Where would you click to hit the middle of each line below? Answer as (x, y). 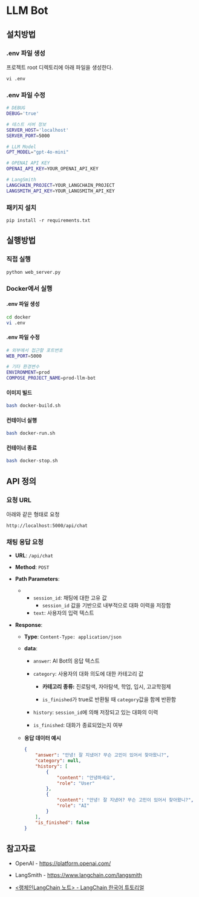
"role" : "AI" (73, 806)
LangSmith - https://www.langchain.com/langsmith (78, 875)
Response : (29, 625)
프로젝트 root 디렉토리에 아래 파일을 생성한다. (60, 67)
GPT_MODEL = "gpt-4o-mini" (38, 152)
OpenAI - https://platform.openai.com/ (63, 863)
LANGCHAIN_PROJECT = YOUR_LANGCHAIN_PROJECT (60, 185)
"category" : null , (58, 761)
